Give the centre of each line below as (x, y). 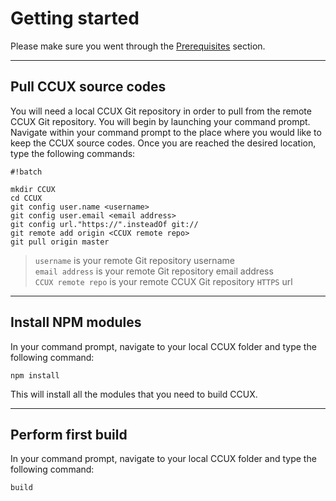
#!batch (26, 172)
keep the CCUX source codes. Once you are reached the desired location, (163, 143)
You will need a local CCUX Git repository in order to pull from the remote (161, 111)
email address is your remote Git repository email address (154, 271)
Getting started (75, 18)
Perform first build (69, 434)
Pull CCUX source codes (88, 87)
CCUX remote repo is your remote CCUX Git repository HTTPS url (163, 281)
